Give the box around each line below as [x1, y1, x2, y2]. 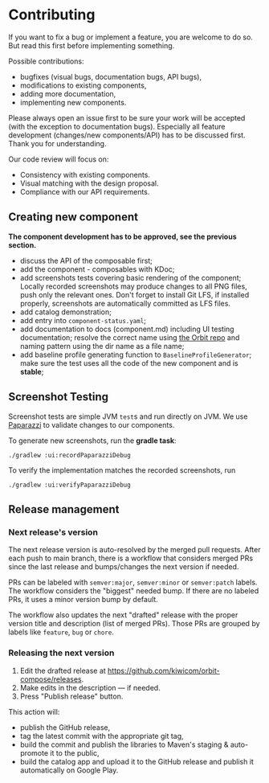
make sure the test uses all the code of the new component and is [19, 358, 238, 367]
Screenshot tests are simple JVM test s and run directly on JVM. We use [8, 412, 248, 421]
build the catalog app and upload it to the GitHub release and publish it [19, 756, 255, 766]
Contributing [8, 6, 96, 24]
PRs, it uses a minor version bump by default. [8, 595, 158, 605]
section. [8, 240, 37, 250]
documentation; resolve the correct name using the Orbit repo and [19, 332, 240, 342]
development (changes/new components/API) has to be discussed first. [8, 130, 247, 140]
